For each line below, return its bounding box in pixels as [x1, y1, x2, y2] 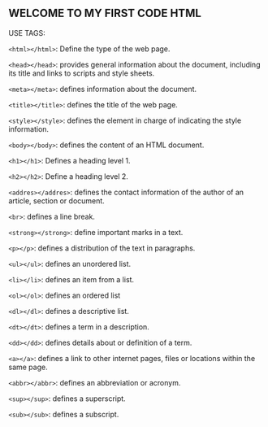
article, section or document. [8, 195, 106, 206]
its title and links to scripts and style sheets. [8, 68, 155, 78]
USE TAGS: [8, 28, 46, 37]
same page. [8, 362, 48, 372]
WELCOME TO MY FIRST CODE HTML [8, 7, 201, 20]
